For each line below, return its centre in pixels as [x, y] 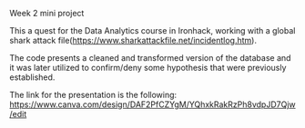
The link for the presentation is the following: [93, 95]
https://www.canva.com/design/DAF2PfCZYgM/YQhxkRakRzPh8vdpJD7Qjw [152, 104]
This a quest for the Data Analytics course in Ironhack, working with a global [152, 30]
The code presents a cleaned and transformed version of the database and [150, 58]
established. [32, 77]
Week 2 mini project [47, 13]
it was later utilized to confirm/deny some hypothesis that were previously [148, 68]
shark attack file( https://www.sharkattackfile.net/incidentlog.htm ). [133, 40]
